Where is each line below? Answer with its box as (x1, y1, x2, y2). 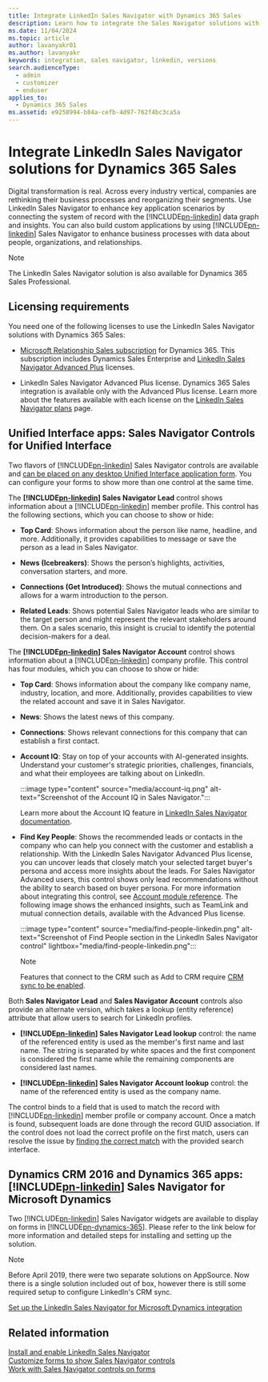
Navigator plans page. (19, 403, 94, 413)
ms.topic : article (8, 34, 70, 42)
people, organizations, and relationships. (8, 237, 142, 246)
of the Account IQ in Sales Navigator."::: (79, 792, 210, 802)
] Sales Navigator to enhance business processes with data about (33, 229, 250, 238)
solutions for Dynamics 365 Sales (8, 160, 237, 178)
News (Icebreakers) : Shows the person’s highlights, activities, (19, 558, 226, 567)
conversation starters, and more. (19, 566, 128, 576)
